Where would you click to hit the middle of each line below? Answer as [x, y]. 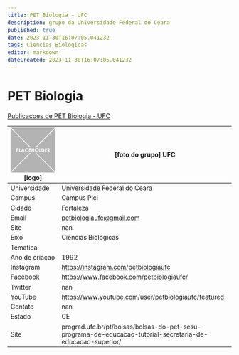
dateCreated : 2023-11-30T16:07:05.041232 [70, 60]
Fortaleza [75, 208]
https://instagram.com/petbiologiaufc [116, 267]
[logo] [33, 177]
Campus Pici [80, 198]
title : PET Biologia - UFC [47, 15]
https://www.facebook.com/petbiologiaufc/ [125, 277]
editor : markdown [33, 53]
